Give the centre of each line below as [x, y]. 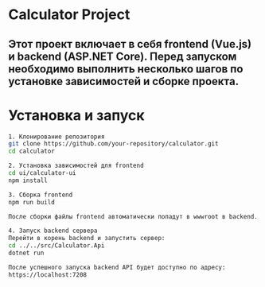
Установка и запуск [76, 115]
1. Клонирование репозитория [57, 137]
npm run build [32, 202]
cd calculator [32, 151]
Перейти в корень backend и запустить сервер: [87, 239]
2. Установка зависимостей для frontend [76, 166]
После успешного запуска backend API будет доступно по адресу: [117, 267]
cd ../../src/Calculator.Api [57, 246]
